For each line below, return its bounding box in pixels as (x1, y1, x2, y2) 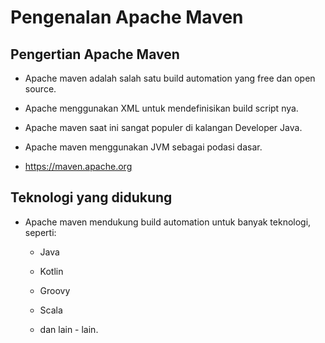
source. (24, 83, 57, 95)
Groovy (39, 284, 71, 296)
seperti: (24, 226, 57, 238)
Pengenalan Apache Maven (10, 6, 244, 29)
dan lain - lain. (39, 323, 99, 335)
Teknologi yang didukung (10, 189, 173, 206)
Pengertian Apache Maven (10, 46, 180, 63)
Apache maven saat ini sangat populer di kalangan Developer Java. (24, 122, 303, 133)
